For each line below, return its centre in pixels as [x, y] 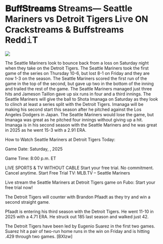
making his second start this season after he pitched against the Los [73, 109]
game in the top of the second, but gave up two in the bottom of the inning [80, 84]
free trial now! [19, 187]
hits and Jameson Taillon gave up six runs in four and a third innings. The [78, 94]
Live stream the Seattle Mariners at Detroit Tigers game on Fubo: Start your [80, 182]
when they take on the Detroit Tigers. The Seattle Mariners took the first [77, 68]
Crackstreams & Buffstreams [65, 30]
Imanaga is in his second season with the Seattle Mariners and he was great [81, 125]
